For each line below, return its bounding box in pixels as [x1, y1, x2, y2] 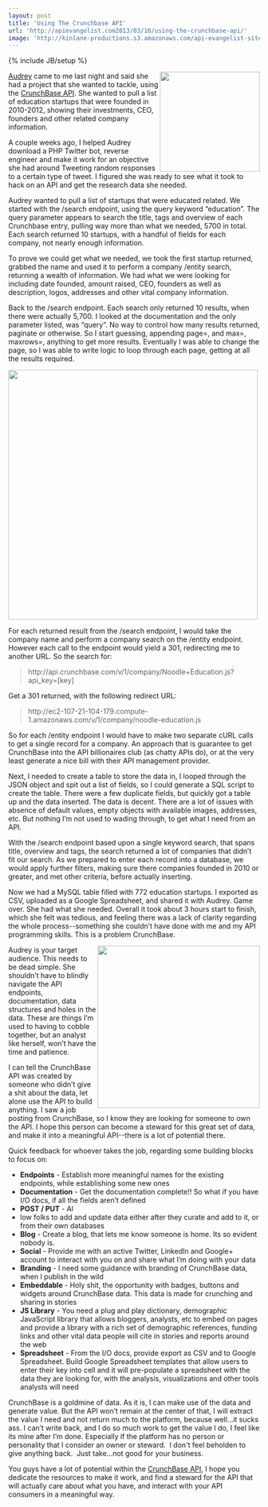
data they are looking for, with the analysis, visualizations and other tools [19, 1374, 259, 1383]
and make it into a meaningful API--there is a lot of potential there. [8, 1131, 226, 1140]
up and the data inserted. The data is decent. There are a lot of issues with [8, 797, 254, 807]
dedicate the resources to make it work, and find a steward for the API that [8, 1473, 254, 1482]
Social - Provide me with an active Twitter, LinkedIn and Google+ [19, 1247, 234, 1256]
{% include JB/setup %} [8, 56, 88, 66]
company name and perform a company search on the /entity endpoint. [8, 634, 243, 644]
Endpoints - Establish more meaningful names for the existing [19, 1170, 225, 1179]
